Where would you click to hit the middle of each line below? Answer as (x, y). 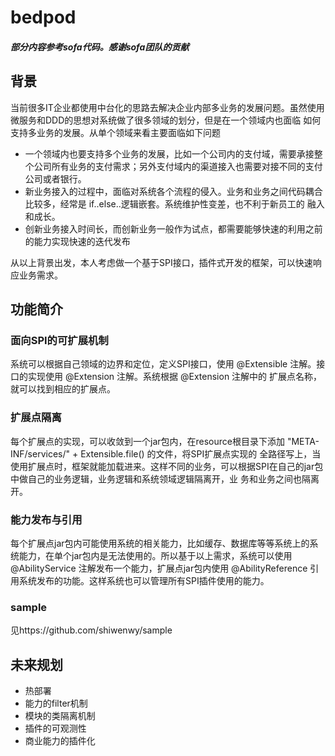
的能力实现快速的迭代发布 (77, 241)
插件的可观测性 (55, 728)
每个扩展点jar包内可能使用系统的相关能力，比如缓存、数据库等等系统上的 (160, 543)
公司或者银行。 (55, 178)
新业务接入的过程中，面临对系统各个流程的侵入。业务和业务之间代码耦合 (173, 191)
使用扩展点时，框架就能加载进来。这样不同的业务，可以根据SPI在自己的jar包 (167, 466)
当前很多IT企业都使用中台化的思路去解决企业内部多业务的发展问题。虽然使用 (167, 107)
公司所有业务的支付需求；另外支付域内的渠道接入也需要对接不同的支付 (178, 166)
